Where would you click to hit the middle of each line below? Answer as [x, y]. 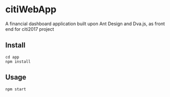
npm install [18, 62]
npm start [16, 89]
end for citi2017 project [30, 29]
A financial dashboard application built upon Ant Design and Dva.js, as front [85, 24]
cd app [12, 57]
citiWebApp [31, 9]
